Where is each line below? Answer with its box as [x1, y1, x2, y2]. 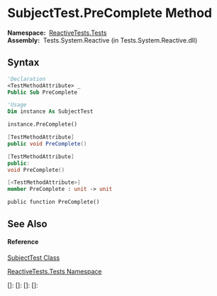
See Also [7, 218, 48, 230]
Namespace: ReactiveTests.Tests [7, 28, 107, 37]
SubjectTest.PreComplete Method [7, 5, 213, 21]
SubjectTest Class [7, 253, 60, 262]
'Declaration [7, 75, 46, 82]
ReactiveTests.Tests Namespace [7, 267, 102, 275]
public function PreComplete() [7, 199, 100, 206]
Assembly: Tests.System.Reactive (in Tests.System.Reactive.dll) [7, 35, 198, 44]
